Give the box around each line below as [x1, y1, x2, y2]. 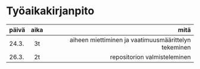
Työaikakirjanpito [6, 4, 95, 18]
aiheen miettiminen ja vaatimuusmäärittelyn [69, 36, 191, 44]
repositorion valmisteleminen [110, 52, 191, 61]
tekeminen [161, 43, 191, 51]
